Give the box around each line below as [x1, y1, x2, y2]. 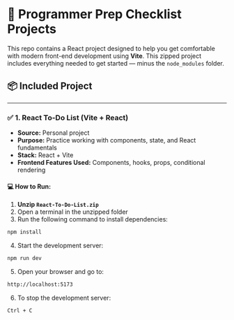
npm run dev [7, 255, 42, 262]
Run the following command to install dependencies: [17, 215, 169, 224]
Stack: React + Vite [17, 151, 74, 159]
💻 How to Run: [7, 182, 51, 191]
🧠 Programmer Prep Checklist [7, 6, 182, 22]
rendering [17, 166, 46, 174]
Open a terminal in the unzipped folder [17, 208, 129, 216]
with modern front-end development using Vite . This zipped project [7, 52, 202, 60]
